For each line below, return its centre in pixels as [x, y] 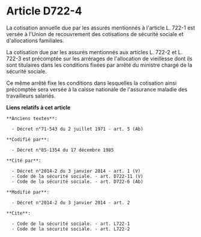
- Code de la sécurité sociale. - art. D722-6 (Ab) [78, 182]
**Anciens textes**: [32, 118]
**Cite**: [19, 213]
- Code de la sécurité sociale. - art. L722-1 [71, 224]
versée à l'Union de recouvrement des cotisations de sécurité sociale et [95, 34]
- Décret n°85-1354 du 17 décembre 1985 [63, 150]
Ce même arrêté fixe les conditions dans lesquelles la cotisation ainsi [91, 83]
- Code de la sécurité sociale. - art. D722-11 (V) [78, 176]
